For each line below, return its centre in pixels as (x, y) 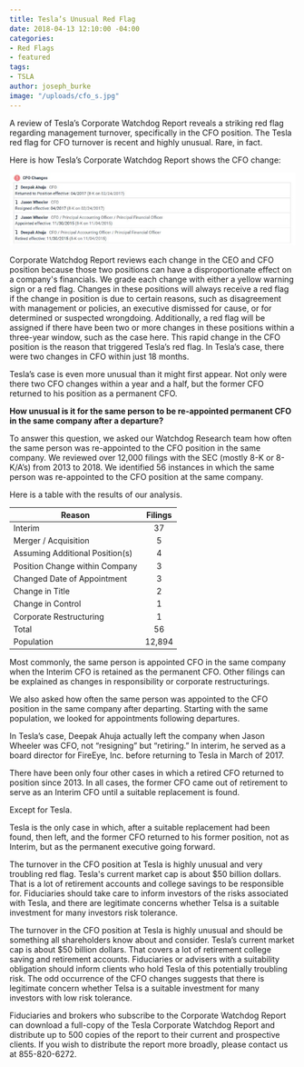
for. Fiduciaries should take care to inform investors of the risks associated (149, 893)
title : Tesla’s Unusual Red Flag (73, 19)
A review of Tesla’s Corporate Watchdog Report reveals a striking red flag (147, 123)
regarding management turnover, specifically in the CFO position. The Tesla (151, 133)
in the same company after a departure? (87, 421)
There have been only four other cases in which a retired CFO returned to (147, 773)
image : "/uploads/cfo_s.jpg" (64, 95)
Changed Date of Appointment (70, 578)
